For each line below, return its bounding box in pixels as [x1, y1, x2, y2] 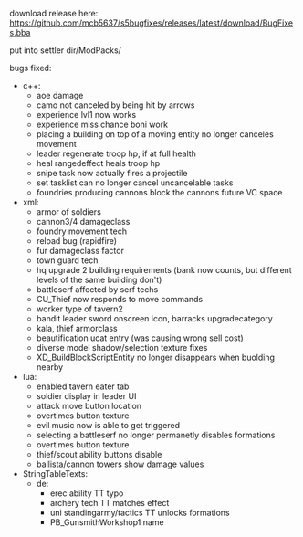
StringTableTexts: [22, 469, 89, 479]
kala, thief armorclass [36, 323, 118, 333]
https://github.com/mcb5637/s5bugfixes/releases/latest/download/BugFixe [9, 17, 294, 28]
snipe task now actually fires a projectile [36, 168, 188, 178]
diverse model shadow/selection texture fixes [36, 342, 208, 353]
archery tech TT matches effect [49, 498, 170, 508]
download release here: [9, 8, 99, 18]
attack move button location [36, 401, 142, 411]
